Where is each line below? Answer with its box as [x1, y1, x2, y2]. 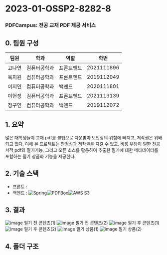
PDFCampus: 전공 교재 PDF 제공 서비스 [5, 22, 96, 29]
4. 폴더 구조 [5, 242, 39, 251]
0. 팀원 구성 [5, 38, 39, 47]
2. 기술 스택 [5, 169, 39, 178]
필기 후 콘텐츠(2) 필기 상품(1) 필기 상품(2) [24, 226, 142, 232]
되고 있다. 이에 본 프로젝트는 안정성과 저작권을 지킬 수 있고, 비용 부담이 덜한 [5, 141, 151, 147]
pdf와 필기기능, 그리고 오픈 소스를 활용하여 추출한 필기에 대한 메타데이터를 [14, 147, 159, 153]
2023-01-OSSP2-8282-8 [5, 3, 111, 14]
